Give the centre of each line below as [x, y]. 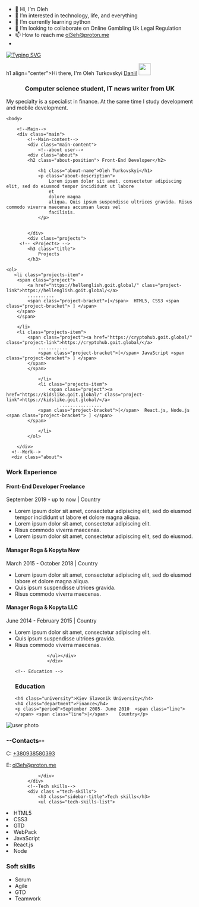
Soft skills [21, 867]
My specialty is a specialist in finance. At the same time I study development [99, 102]
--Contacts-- [26, 741]
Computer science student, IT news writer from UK [100, 88]
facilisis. [62, 212]
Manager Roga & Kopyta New [43, 550]
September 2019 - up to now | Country [53, 499]
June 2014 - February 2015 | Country [51, 620]
